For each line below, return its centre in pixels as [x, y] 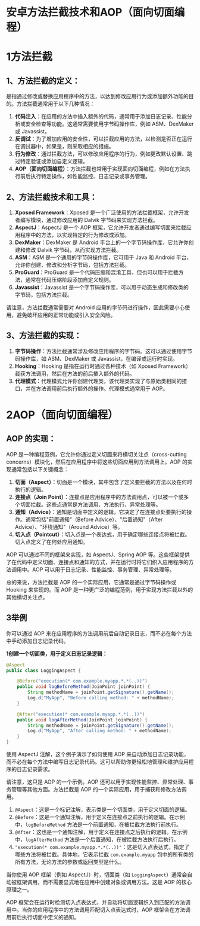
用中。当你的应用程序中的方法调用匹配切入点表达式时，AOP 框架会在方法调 [98, 910]
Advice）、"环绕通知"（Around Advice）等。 [69, 526]
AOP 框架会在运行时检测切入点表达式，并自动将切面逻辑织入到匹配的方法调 [98, 902]
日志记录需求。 [35, 769]
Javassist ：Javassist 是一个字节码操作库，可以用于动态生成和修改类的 [102, 287]
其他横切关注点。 [27, 597]
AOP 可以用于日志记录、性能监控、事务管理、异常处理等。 [103, 569]
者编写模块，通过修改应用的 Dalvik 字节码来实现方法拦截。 [87, 220]
